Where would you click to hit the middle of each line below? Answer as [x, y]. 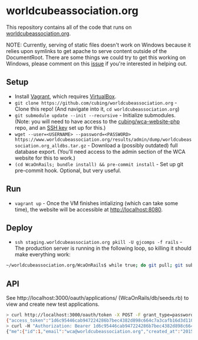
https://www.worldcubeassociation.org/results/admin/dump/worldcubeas [103, 140]
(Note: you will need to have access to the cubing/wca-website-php [97, 121]
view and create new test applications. [53, 304]
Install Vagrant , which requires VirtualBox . [65, 96]
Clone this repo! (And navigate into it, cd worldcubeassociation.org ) [97, 109]
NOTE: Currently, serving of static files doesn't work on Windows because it [99, 45]
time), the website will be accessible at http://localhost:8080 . [89, 209]
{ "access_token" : [27, 320]
